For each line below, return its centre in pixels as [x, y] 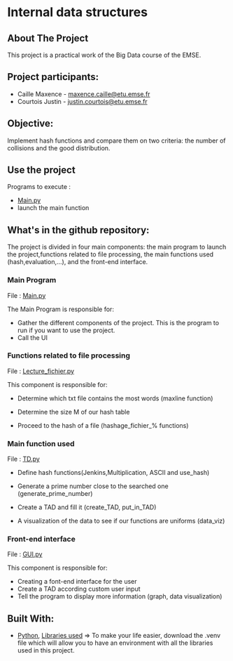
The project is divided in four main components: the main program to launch [117, 247]
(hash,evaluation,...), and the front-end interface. [78, 262]
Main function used [41, 443]
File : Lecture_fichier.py [41, 371]
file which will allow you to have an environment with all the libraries [115, 643]
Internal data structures [78, 12]
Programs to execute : [39, 187]
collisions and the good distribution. [59, 148]
